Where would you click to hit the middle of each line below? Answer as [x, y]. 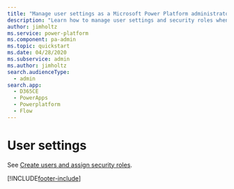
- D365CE [26, 91]
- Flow [23, 111]
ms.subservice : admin [39, 59]
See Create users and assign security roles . [70, 165]
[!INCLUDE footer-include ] [44, 178]
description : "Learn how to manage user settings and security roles [110, 20]
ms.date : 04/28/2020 [37, 53]
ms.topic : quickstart [39, 46]
